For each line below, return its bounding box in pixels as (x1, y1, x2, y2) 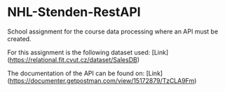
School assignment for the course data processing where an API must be (7, 27, 219, 36)
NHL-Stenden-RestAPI (7, 4, 142, 20)
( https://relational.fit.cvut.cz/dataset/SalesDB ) (7, 55, 140, 63)
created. (7, 34, 32, 43)
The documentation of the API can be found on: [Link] (7, 69, 163, 77)
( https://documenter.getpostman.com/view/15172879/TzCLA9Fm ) (7, 76, 197, 84)
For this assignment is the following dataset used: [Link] (7, 48, 169, 56)
